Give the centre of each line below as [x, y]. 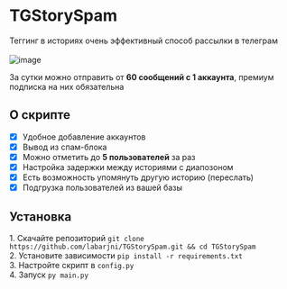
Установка [41, 217]
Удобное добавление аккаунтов [84, 137]
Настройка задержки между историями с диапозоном [128, 167]
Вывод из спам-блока [65, 147]
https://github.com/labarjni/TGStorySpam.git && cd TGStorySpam [133, 247]
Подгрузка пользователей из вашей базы [102, 188]
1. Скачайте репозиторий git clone [77, 238]
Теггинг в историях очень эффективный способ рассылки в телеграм [143, 41]
